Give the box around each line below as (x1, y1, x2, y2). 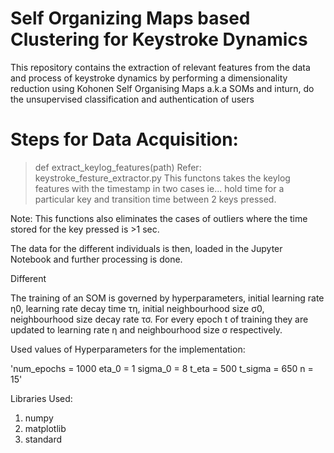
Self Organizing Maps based (10, 7, 251, 30)
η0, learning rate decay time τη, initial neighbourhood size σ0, (10, 302, 265, 314)
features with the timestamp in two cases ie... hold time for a (34, 182, 285, 194)
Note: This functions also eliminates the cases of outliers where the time (10, 212, 308, 224)
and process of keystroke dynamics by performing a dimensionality (10, 72, 288, 84)
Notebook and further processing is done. (10, 253, 183, 265)
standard (24, 433, 63, 445)
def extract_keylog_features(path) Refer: (34, 161, 202, 173)
